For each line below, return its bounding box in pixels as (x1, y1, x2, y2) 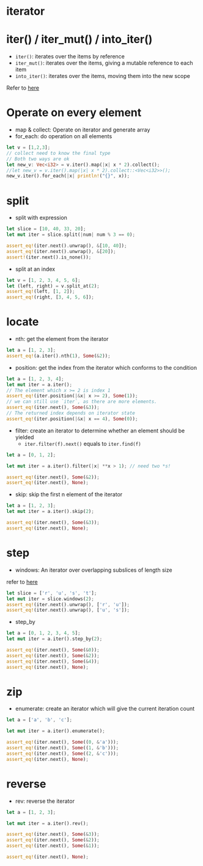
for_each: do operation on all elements (15, 133, 113, 140)
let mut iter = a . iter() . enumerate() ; (6, 728, 105, 735)
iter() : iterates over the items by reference (15, 53, 125, 60)
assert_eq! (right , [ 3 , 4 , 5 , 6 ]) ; (6, 294, 95, 300)
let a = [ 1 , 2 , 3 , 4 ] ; (6, 376, 64, 382)
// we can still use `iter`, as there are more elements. (6, 399, 157, 405)
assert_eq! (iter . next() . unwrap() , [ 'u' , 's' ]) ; (6, 607, 130, 614)
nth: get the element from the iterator (15, 335, 109, 343)
